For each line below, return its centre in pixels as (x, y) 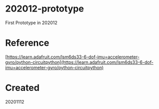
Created (22, 88)
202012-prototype (45, 9)
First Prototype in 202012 (31, 23)
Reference (27, 43)
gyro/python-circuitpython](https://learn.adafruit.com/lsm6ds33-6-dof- (79, 62)
